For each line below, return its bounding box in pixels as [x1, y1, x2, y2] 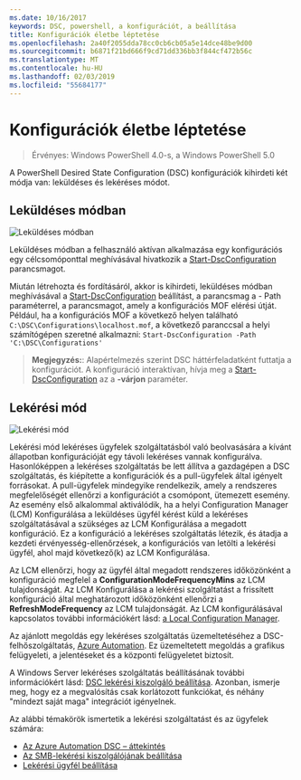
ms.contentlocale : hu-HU [9, 64, 103, 73]
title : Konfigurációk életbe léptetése [9, 30, 160, 39]
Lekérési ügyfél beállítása [22, 760, 118, 771]
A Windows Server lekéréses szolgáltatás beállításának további [9, 667, 245, 679]
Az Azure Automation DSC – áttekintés [22, 741, 165, 752]
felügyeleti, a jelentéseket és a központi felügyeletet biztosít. [9, 650, 235, 661]
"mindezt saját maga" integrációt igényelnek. [9, 696, 177, 707]
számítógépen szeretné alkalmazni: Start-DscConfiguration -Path [9, 329, 257, 340]
